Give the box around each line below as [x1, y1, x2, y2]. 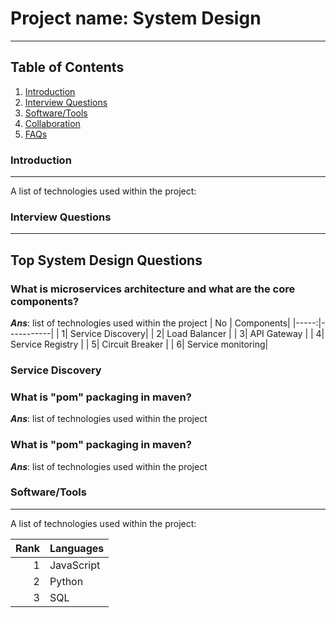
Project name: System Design [10, 7, 262, 30]
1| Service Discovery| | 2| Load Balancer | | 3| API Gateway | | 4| [61, 328, 325, 340]
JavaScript [49, 558, 101, 572]
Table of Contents [10, 59, 125, 76]
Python [49, 574, 84, 588]
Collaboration [24, 117, 81, 129]
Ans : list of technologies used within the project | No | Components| [10, 317, 291, 329]
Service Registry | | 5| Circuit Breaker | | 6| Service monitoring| [10, 338, 269, 351]
